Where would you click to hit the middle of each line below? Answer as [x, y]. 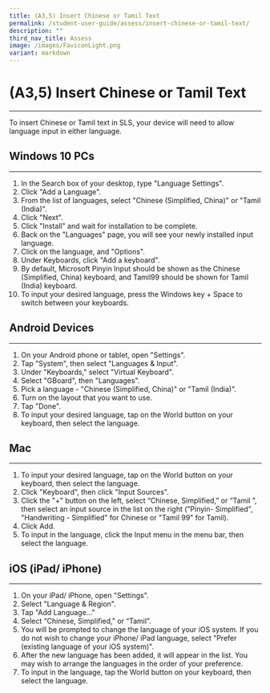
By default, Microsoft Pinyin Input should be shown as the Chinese [130, 268]
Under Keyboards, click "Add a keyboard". [90, 260]
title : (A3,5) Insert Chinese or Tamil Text [85, 16]
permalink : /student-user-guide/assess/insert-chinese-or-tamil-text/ [129, 23]
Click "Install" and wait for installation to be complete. [109, 226]
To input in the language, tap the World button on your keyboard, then [136, 672]
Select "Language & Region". [68, 604]
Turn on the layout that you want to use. [87, 397]
